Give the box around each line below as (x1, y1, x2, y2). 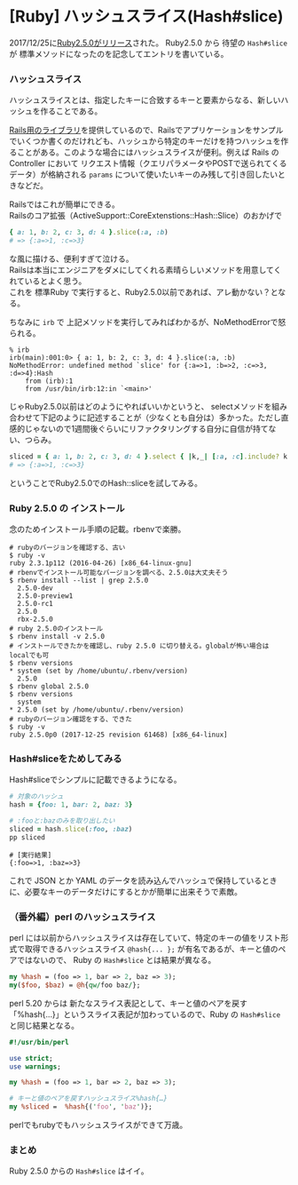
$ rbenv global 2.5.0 (9, 682, 90, 691)
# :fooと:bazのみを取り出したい (9, 816, 115, 825)
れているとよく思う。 (9, 275, 87, 286)
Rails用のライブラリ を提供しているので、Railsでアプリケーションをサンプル (9, 124, 284, 136)
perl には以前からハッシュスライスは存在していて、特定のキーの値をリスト (9, 933, 281, 942)
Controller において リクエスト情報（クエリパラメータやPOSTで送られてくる (9, 158, 287, 169)
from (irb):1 (25, 377, 74, 386)
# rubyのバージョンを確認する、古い (9, 544, 126, 553)
